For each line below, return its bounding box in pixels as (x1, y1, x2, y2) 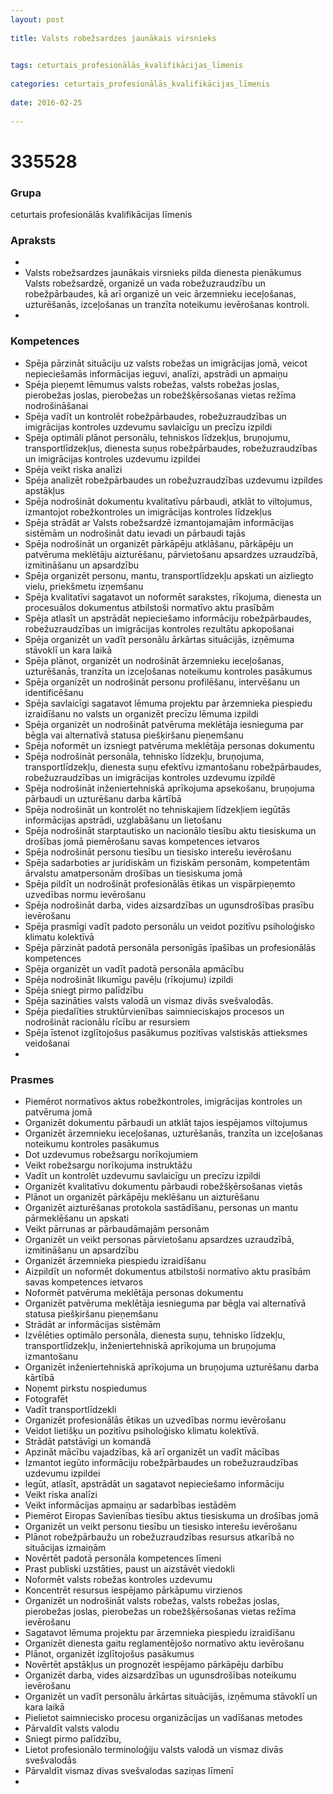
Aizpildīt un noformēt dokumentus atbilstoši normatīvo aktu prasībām (24, 1265, 311, 1277)
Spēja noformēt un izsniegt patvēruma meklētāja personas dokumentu (24, 739, 315, 751)
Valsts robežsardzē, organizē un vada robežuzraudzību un (24, 277, 267, 290)
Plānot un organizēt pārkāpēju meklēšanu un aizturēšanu (24, 1191, 260, 1203)
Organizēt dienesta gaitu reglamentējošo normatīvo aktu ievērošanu (24, 1637, 305, 1649)
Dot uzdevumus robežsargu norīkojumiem (24, 1148, 199, 1160)
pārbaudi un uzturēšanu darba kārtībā (24, 792, 182, 805)
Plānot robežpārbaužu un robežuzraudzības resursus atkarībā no (24, 1531, 295, 1543)
